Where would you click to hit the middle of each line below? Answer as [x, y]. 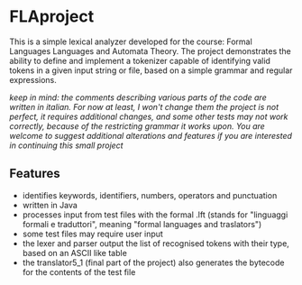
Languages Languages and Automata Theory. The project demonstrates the [150, 51]
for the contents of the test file [79, 271]
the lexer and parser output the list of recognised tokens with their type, [156, 243]
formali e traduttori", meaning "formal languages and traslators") [142, 224]
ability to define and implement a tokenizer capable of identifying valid [140, 60]
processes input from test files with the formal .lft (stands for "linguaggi [155, 215]
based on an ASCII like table [75, 253]
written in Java [50, 205]
